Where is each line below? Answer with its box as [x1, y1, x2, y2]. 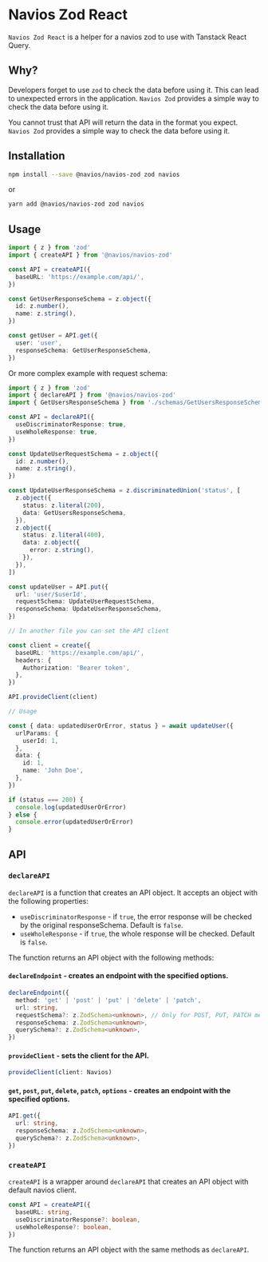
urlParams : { [15, 729, 59, 737]
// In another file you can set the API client [8, 627, 170, 635]
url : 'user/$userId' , [15, 590, 88, 598]
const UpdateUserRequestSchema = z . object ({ [8, 449, 159, 457]
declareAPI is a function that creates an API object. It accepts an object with [8, 888, 258, 897]
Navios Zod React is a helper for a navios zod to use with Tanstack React [8, 32, 247, 42]
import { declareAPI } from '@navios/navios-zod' [8, 391, 177, 399]
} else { [8, 810, 37, 819]
